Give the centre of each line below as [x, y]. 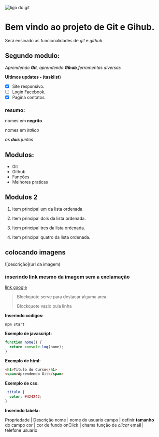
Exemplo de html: [23, 361]
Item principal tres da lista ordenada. [49, 228]
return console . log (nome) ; [36, 347]
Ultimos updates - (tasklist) [33, 77]
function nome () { [23, 342]
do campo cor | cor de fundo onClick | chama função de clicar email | [74, 425]
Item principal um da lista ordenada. [48, 209]
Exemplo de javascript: [29, 333]
